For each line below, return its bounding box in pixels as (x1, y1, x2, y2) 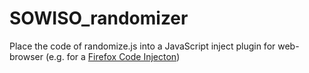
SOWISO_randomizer (9, 7, 189, 30)
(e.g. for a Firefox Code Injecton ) (45, 50, 181, 62)
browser (9, 50, 44, 62)
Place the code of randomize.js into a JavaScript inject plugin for (9, 40, 276, 52)
